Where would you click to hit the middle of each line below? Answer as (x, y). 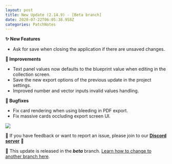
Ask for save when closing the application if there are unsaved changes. (89, 49)
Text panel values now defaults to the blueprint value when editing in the (89, 69)
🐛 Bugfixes (17, 101)
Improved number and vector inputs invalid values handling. (76, 91)
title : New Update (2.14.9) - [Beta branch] (53, 15)
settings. (22, 86)
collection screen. (31, 74)
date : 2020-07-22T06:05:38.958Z (40, 19)
